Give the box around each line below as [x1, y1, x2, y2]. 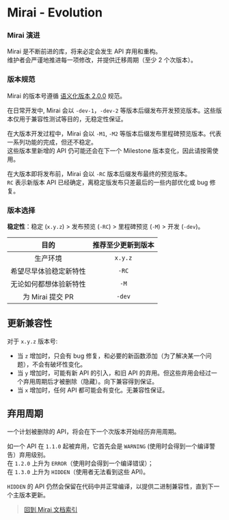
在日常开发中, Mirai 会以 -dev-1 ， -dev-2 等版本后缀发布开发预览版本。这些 [7, 106, 217, 114]
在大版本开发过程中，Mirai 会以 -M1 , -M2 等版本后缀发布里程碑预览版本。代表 [7, 129, 222, 138]
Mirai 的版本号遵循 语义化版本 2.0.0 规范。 [7, 91, 126, 100]
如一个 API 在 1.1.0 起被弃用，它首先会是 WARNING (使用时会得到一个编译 [7, 442, 210, 450]
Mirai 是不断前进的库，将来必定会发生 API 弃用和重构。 [7, 47, 162, 55]
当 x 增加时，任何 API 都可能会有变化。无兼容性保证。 [16, 386, 169, 394]
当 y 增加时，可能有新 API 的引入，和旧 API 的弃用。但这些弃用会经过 [16, 369, 212, 377]
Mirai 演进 [7, 31, 40, 40]
